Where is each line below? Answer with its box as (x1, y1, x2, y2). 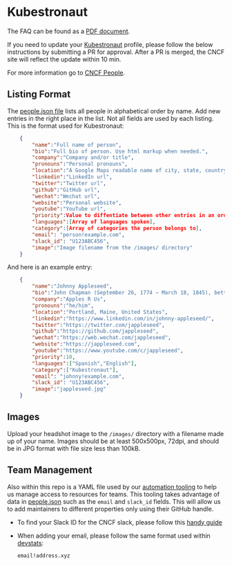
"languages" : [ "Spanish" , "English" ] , (32, 360, 137, 367)
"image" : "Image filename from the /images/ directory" (32, 244, 193, 251)
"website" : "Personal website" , (32, 199, 122, 206)
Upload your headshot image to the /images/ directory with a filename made (7, 429, 224, 437)
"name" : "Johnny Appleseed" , (32, 283, 113, 290)
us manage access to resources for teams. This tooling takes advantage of (7, 490, 220, 498)
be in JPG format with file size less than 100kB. (7, 444, 141, 453)
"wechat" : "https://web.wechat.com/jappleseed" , (32, 334, 171, 341)
